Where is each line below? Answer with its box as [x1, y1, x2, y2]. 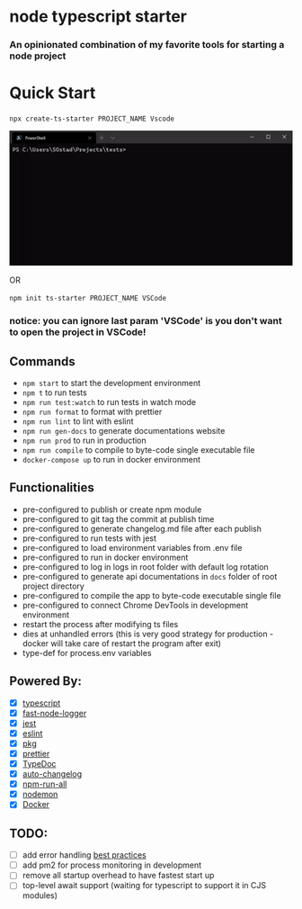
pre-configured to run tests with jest [22, 533, 157, 544]
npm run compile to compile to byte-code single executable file [22, 445, 255, 455]
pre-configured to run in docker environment [22, 552, 189, 562]
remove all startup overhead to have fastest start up [22, 870, 215, 881]
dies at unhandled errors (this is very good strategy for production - [22, 628, 274, 639]
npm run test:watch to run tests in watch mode [22, 397, 196, 408]
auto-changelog [22, 769, 83, 779]
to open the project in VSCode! [9, 326, 147, 338]
